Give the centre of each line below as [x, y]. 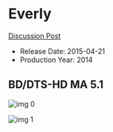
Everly [30, 14]
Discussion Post [35, 36]
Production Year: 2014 [56, 60]
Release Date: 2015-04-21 [62, 51]
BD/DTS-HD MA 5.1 [56, 85]
